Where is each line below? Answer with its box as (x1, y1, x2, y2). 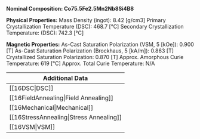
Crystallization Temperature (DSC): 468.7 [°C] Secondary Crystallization (6, 23, 184, 30)
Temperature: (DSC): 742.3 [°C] (6, 29, 84, 36)
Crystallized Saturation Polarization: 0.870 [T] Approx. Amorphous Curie (6, 54, 184, 60)
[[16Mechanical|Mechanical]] (9, 104, 94, 112)
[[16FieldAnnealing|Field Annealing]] (9, 94, 113, 102)
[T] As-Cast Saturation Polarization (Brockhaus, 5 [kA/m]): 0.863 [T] (6, 47, 174, 54)
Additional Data (42, 74, 88, 82)
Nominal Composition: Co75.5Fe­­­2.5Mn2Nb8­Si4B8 (6, 5, 134, 12)
